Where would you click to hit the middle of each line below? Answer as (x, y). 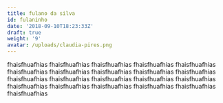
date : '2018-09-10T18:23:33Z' (51, 26)
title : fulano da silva (41, 13)
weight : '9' (24, 39)
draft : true (24, 32)
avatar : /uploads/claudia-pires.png (60, 45)
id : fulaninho (28, 20)
